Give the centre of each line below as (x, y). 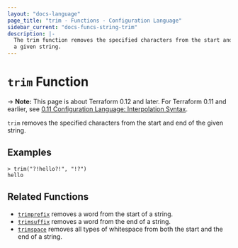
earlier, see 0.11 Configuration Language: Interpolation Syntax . (98, 109)
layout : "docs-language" (44, 14)
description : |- (31, 34)
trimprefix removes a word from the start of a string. (95, 214)
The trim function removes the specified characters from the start (117, 40)
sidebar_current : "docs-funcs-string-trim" (73, 27)
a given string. (38, 47)
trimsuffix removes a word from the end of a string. (94, 221)
